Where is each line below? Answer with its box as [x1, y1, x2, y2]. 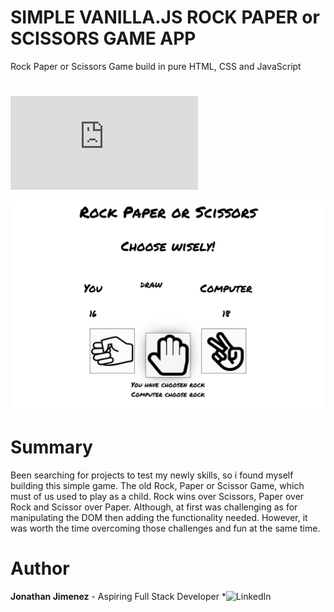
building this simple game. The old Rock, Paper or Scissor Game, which [10, 479, 305, 491]
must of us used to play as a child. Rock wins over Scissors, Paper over [10, 490, 305, 502]
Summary [10, 436, 93, 458]
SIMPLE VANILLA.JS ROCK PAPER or [10, 6, 320, 29]
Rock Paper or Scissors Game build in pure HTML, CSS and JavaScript [10, 60, 302, 72]
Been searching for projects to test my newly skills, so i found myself [10, 469, 294, 481]
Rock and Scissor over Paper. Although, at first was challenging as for [10, 501, 298, 513]
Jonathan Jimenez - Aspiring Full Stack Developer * [10, 590, 227, 602]
